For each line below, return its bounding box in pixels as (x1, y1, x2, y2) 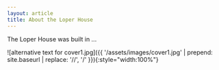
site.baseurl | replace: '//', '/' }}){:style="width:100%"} (7, 55, 159, 63)
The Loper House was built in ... (7, 35, 97, 43)
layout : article (7, 10, 53, 17)
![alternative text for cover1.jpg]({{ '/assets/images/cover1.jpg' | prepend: (7, 48, 214, 56)
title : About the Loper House (7, 16, 94, 23)
